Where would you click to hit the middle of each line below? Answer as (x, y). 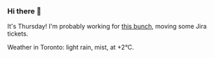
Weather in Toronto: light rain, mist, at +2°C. (71, 48)
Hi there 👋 (25, 11)
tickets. (18, 34)
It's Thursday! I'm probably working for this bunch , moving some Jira (107, 27)
